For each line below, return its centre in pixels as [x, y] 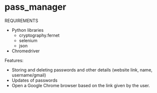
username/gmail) [29, 75]
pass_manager [35, 7]
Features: [14, 60]
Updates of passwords [34, 80]
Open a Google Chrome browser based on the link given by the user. [81, 85]
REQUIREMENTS [22, 21]
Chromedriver [26, 51]
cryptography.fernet [39, 35]
